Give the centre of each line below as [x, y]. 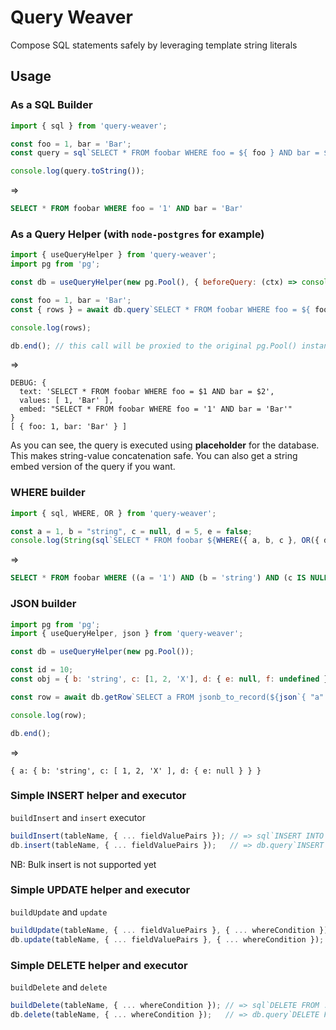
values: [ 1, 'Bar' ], [66, 401]
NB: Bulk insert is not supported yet [83, 864]
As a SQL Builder [51, 105]
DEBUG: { [28, 383]
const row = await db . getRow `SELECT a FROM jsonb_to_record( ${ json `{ [158, 697]
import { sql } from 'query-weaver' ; [89, 126]
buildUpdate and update [59, 912]
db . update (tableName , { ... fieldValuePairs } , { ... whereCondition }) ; [167, 939]
